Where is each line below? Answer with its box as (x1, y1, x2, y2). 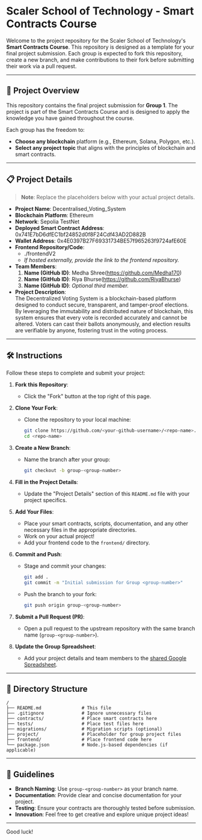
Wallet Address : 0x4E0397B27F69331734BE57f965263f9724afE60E (14, 237, 187, 244)
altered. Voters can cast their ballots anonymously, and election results (14, 320, 191, 328)
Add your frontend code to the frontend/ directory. (23, 539, 150, 546)
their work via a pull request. (6, 62, 77, 70)
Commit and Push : (14, 551, 62, 558)
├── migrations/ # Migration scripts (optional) (6, 726, 163, 732)
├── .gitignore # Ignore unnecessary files (6, 711, 152, 717)
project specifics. (23, 497, 67, 503)
